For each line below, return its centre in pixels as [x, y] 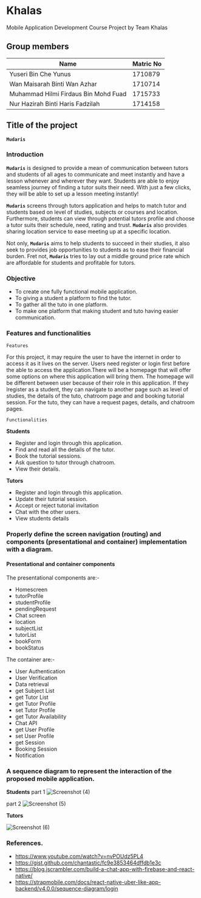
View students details [42, 519]
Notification [29, 755]
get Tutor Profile [35, 703]
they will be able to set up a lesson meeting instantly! [73, 194]
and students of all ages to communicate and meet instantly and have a [96, 174]
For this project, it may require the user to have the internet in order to [94, 357]
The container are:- [31, 659]
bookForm [28, 641]
